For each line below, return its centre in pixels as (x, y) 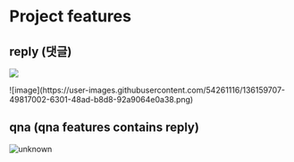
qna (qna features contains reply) (104, 128)
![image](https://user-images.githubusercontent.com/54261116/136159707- (147, 90)
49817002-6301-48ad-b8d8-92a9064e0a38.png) (101, 99)
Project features (71, 16)
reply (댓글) (41, 51)
